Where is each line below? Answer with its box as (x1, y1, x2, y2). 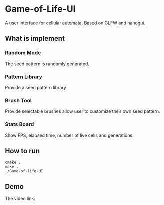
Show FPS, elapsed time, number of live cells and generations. (5, 132, 134, 138)
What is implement (5, 34, 65, 43)
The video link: (5, 196, 36, 202)
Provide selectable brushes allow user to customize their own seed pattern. (5, 108, 160, 114)
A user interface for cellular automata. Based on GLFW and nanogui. (5, 20, 146, 26)
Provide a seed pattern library (5, 84, 66, 90)
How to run (5, 146, 40, 155)
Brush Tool (5, 97, 32, 104)
